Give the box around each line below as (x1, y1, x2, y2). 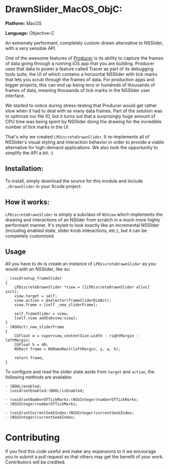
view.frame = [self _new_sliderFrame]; (14, 302, 98, 308)
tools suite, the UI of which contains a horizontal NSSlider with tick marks (5, 71, 158, 77)
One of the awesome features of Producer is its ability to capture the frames (5, 55, 163, 61)
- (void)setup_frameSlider (5, 276, 62, 281)
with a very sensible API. (5, 45, 57, 51)
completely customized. (5, 232, 55, 239)
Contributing (5, 432, 60, 443)
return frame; (14, 355, 44, 361)
